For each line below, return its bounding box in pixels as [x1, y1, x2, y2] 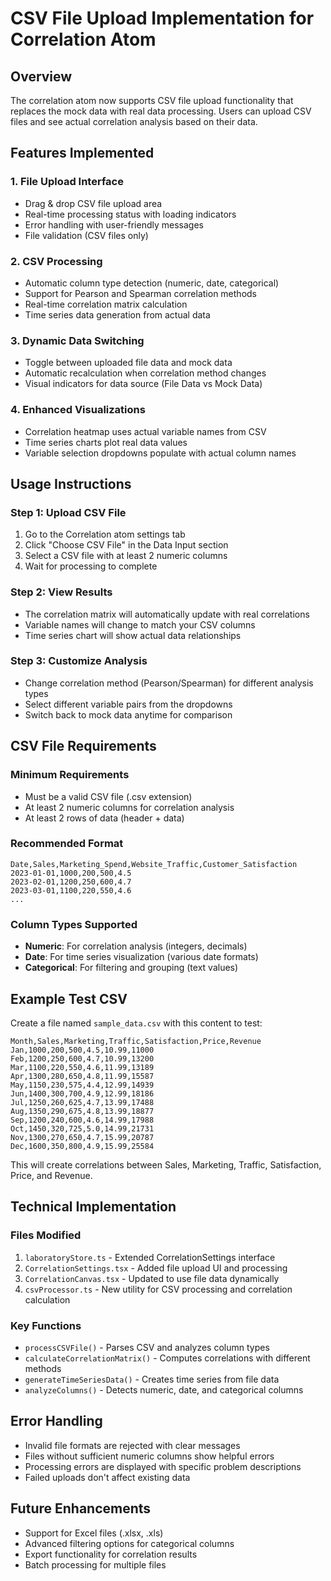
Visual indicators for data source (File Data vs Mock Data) [24, 378, 263, 390]
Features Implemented [10, 145, 155, 162]
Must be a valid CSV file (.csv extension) [24, 790, 193, 802]
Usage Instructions [10, 475, 132, 492]
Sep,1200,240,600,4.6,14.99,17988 [10, 1115, 155, 1125]
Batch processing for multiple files [24, 1558, 167, 1571]
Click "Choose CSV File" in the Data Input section [24, 539, 229, 551]
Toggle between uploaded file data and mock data [24, 357, 233, 369]
